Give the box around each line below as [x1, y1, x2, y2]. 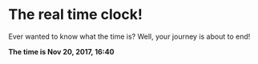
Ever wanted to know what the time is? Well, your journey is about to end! [8, 32, 251, 41]
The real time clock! [8, 6, 143, 24]
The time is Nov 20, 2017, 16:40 [8, 47, 115, 56]
